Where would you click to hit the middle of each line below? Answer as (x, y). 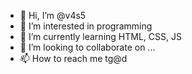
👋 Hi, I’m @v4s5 (53, 15)
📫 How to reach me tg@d (73, 58)
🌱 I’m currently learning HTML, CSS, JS (100, 36)
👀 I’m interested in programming (86, 26)
